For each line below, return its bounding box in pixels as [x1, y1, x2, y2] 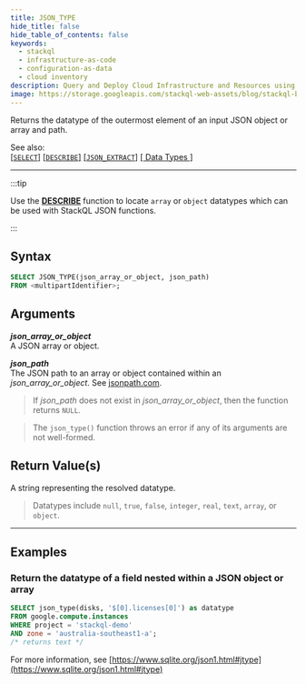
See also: [10, 142, 45, 153]
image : [10, 89, 35, 98]
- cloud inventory [18, 73, 89, 82]
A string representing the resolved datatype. [10, 482, 176, 493]
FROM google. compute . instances [10, 612, 129, 621]
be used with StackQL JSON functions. [10, 205, 157, 216]
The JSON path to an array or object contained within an [10, 367, 222, 378]
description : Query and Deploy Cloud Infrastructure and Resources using [10, 81, 296, 90]
